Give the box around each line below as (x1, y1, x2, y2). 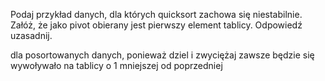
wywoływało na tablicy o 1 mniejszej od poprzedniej (10, 60, 223, 71)
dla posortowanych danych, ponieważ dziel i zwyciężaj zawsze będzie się (10, 49, 315, 61)
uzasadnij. (10, 30, 53, 41)
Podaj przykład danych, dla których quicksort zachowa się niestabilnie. (10, 9, 303, 20)
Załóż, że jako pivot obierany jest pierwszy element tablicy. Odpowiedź (10, 19, 303, 31)
